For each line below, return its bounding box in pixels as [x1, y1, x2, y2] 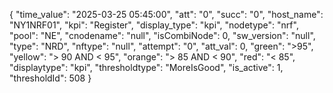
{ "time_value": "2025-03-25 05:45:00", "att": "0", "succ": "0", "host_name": [9, 9, 324, 20]
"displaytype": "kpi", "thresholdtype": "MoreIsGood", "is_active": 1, [9, 62, 284, 73]
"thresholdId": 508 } [9, 72, 92, 84]
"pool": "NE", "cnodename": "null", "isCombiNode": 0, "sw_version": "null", [9, 30, 316, 41]
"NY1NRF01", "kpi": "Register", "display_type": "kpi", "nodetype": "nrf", [9, 19, 299, 31]
